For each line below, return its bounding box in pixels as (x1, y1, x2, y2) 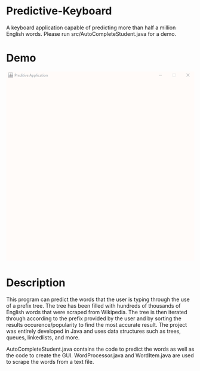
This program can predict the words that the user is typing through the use (6, 296, 190, 303)
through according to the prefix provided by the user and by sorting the (6, 315, 182, 322)
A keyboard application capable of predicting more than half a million (6, 24, 176, 31)
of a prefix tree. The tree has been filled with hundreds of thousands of (6, 302, 181, 309)
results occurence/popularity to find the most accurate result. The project (6, 321, 187, 329)
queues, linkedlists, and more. (6, 334, 80, 341)
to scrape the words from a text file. (6, 358, 94, 366)
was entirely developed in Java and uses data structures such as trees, (6, 327, 181, 335)
